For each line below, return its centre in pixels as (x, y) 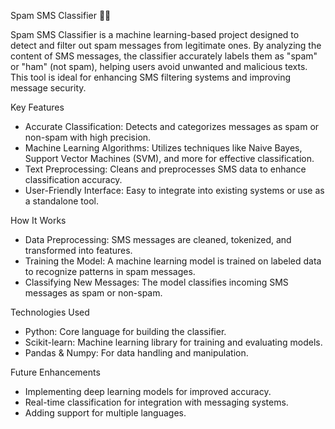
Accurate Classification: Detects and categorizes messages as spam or (172, 126)
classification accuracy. (73, 179)
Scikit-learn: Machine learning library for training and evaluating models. (173, 342)
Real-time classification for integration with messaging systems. (156, 402)
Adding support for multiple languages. (105, 413)
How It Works (38, 220)
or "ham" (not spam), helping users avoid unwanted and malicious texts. (159, 66)
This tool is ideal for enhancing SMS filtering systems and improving (151, 77)
